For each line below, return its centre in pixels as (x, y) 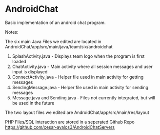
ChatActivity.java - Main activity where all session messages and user (82, 67)
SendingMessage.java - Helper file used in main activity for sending (80, 87)
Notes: (12, 32)
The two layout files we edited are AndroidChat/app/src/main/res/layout (77, 112)
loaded (19, 61)
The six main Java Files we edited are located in (53, 41)
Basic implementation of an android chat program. (55, 22)
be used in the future (33, 103)
